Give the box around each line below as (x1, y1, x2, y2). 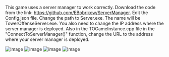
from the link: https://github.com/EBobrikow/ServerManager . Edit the (5, 10, 148, 16)
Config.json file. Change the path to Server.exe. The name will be (5, 15, 141, 21)
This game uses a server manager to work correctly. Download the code (5, 5, 156, 10)
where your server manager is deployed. (5, 36, 90, 42)
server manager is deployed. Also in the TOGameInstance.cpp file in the (5, 26, 155, 32)
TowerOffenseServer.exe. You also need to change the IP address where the (5, 20, 164, 26)
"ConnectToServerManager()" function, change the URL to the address (5, 31, 153, 37)
